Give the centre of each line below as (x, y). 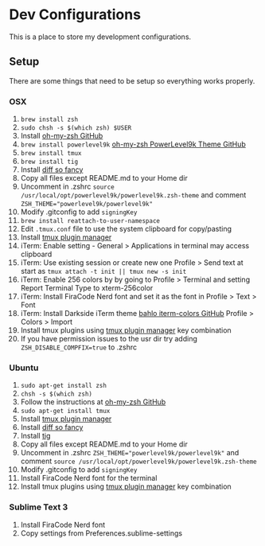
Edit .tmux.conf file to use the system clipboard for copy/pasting (126, 229)
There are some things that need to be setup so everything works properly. (132, 80)
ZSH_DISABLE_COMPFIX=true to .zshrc (79, 347)
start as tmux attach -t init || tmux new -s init (103, 271)
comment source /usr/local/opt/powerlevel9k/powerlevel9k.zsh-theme (138, 461)
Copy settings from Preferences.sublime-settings (101, 533)
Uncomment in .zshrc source (67, 187)
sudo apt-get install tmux (65, 411)
